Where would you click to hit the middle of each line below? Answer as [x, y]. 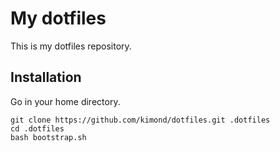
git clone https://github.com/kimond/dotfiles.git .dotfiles [140, 120]
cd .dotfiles [37, 128]
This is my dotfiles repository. [71, 46]
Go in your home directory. [65, 101]
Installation [46, 77]
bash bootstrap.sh [48, 137]
